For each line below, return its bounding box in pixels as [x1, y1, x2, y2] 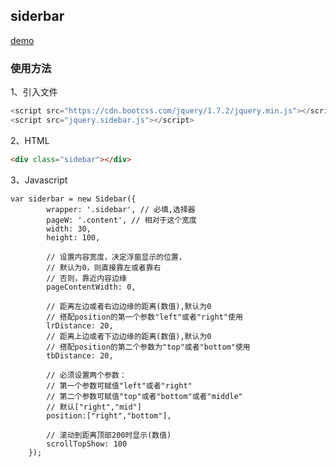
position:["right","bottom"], [46, 410, 172, 421]
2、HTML [10, 134, 50, 146]
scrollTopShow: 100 [46, 439, 128, 449]
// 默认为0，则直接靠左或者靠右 [46, 262, 162, 273]
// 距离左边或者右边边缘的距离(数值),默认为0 [46, 301, 212, 311]
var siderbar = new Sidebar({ [10, 194, 137, 204]
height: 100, [46, 232, 101, 243]
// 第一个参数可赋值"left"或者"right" [46, 380, 193, 391]
